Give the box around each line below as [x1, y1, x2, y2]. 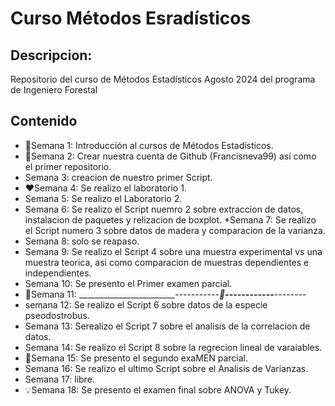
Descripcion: [10, 47, 93, 64]
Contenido [10, 113, 78, 130]
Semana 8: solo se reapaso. [24, 235, 140, 247]
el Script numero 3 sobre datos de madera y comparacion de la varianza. [24, 224, 327, 236]
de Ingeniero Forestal [10, 84, 98, 96]
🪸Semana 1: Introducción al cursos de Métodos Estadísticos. [24, 139, 274, 151]
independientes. [24, 267, 92, 279]
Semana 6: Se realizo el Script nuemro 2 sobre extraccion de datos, [24, 203, 304, 215]
